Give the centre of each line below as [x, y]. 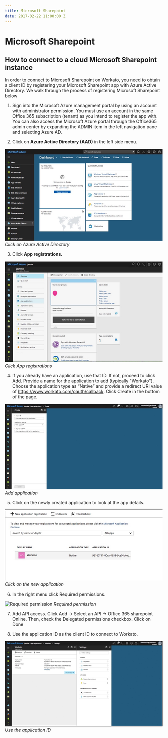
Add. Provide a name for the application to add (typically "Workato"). [83, 381]
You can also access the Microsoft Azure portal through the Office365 [85, 121]
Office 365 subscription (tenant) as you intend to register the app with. [85, 116]
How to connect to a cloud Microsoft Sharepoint [81, 60]
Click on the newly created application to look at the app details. [78, 502]
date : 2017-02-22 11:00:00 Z [35, 16]
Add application [22, 493]
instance [19, 68]
